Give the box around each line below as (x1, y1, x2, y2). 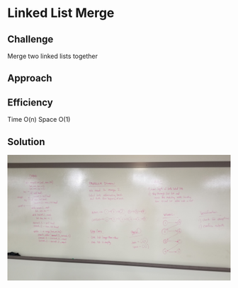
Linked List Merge (7, 5, 115, 21)
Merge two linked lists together (7, 52, 98, 60)
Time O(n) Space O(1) (7, 115, 71, 124)
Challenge (7, 33, 54, 45)
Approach (7, 72, 52, 84)
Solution (7, 136, 45, 148)
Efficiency (7, 96, 53, 108)
